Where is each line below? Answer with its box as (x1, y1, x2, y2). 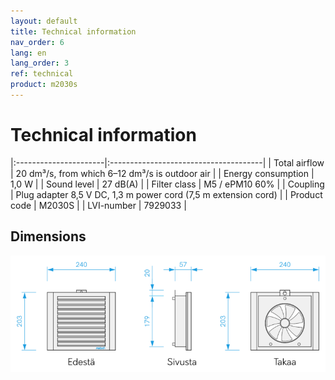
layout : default (10, 16, 78, 26)
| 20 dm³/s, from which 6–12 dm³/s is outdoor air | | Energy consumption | (10, 167, 315, 179)
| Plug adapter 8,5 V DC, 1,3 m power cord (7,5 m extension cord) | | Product (10, 188, 323, 200)
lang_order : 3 (10, 58, 70, 69)
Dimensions (10, 228, 87, 245)
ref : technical (10, 69, 74, 79)
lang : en (10, 48, 47, 58)
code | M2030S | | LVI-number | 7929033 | (10, 199, 187, 211)
